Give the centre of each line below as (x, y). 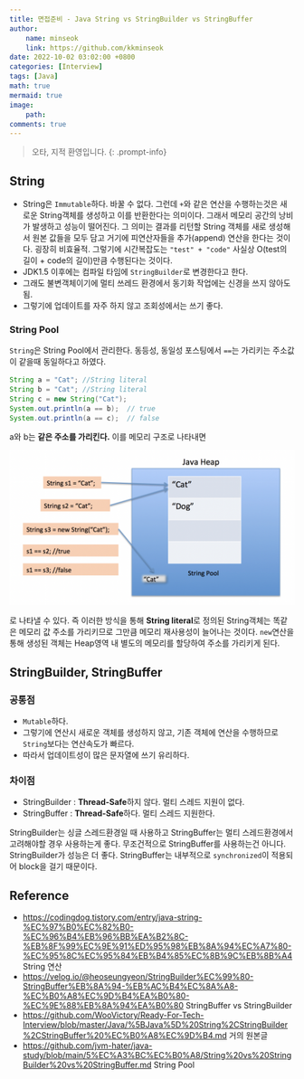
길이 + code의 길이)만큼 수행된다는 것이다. (98, 260)
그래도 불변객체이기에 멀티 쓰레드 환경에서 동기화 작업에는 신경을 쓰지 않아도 (157, 283)
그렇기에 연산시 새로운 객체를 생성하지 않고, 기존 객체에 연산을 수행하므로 (150, 733)
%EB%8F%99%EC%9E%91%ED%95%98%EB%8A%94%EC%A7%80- (157, 946)
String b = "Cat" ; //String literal (78, 390)
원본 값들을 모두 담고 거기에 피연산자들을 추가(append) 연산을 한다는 (153, 238)
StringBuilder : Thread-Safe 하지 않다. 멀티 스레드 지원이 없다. (133, 802)
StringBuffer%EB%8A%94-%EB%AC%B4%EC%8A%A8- (130, 987)
